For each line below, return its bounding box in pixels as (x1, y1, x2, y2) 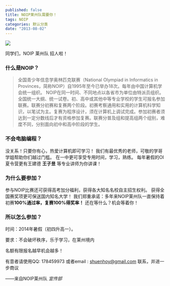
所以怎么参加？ (5, 213, 42, 220)
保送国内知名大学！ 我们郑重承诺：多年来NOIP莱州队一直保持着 (32, 194, 164, 200)
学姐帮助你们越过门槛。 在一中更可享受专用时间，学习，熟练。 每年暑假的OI (5, 154, 164, 160)
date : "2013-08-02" (5, 26, 47, 31)
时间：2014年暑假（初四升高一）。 (5, 226, 76, 232)
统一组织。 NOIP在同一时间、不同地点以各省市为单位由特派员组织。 (22, 89, 164, 96)
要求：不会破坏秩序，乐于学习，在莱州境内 (5, 237, 95, 243)
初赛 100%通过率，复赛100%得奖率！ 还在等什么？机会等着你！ (5, 200, 139, 206)
